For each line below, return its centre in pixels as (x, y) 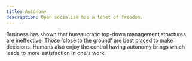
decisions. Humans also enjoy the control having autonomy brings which (96, 46)
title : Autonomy (26, 12)
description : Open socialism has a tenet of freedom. (75, 17)
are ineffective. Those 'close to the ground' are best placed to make (90, 40)
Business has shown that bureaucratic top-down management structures (96, 34)
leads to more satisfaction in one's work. (56, 53)
